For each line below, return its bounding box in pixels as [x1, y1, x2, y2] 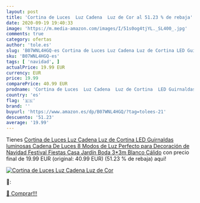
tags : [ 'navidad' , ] [6, 59, 60, 64]
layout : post [6, 8, 39, 15]
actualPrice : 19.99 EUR [6, 64, 65, 70]
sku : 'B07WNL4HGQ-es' [6, 53, 60, 59]
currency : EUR [6, 70, 42, 76]
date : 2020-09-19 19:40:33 [6, 20, 73, 26]
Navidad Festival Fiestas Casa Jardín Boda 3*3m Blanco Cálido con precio [6, 149, 189, 156]
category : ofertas [6, 36, 52, 42]
